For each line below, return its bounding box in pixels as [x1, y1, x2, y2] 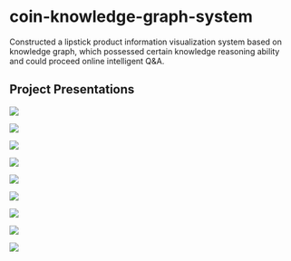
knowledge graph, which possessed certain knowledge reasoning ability [9, 45, 280, 56]
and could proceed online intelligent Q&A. [9, 55, 165, 66]
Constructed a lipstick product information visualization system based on [9, 36, 283, 47]
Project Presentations [9, 82, 135, 97]
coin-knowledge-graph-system [9, 6, 253, 27]
